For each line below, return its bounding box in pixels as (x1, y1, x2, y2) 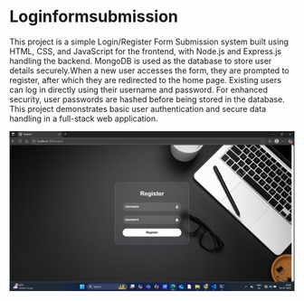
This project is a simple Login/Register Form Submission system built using (9, 36, 290, 47)
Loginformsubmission (9, 6, 179, 27)
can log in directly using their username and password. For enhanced (9, 84, 269, 95)
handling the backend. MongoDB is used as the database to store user (9, 55, 272, 66)
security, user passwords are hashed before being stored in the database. (9, 93, 285, 105)
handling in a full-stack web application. (9, 113, 158, 124)
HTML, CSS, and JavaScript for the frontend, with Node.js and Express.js (9, 45, 282, 56)
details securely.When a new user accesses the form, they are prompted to (9, 65, 290, 76)
